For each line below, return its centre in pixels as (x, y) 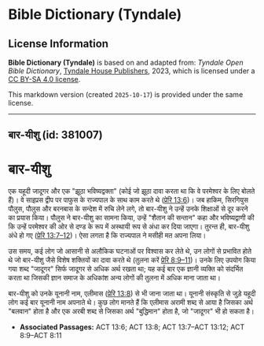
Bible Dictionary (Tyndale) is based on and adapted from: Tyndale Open (126, 62)
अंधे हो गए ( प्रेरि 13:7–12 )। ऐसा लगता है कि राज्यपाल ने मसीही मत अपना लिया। (107, 236)
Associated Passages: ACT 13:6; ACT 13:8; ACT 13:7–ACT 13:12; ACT (132, 327)
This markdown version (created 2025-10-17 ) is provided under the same (126, 95)
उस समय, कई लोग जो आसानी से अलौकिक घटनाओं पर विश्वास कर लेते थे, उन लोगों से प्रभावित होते (130, 251)
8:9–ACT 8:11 (40, 336)
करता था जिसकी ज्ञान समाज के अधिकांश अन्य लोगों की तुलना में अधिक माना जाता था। (115, 278)
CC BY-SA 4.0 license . (44, 79)
